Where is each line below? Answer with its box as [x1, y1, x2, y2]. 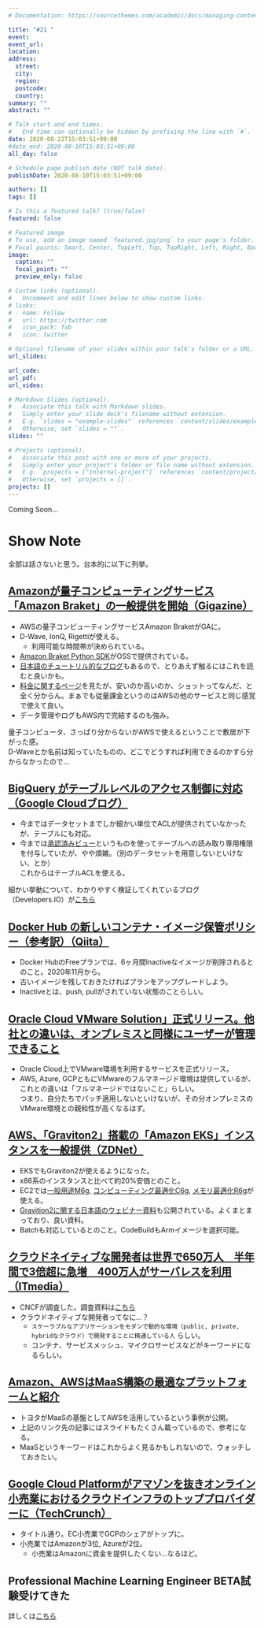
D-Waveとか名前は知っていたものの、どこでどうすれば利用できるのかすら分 [8, 746, 254, 756]
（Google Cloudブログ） [8, 797, 128, 810]
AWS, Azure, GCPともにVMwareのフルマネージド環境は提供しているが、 [19, 1074, 255, 1083]
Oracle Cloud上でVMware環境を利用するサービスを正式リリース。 [19, 1065, 234, 1074]
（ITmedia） [8, 1280, 69, 1293]
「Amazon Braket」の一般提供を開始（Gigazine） [8, 600, 254, 613]
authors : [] [8, 186, 47, 194]
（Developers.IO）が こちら [8, 895, 96, 905]
